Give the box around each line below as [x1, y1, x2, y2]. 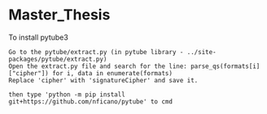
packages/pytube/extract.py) [8, 55, 107, 63]
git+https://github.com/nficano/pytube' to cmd [8, 97, 173, 106]
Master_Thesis [8, 6, 111, 24]
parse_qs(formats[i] [190, 62, 260, 70]
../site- [186, 48, 217, 56]
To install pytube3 [8, 32, 69, 42]
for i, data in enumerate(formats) [51, 69, 173, 78]
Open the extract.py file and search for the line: [8, 62, 187, 70]
